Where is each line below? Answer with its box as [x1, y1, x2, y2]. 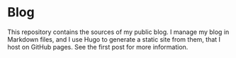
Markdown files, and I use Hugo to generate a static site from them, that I [7, 35, 221, 43]
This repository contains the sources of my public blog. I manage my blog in [7, 28, 230, 36]
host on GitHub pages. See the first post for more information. [7, 42, 189, 51]
